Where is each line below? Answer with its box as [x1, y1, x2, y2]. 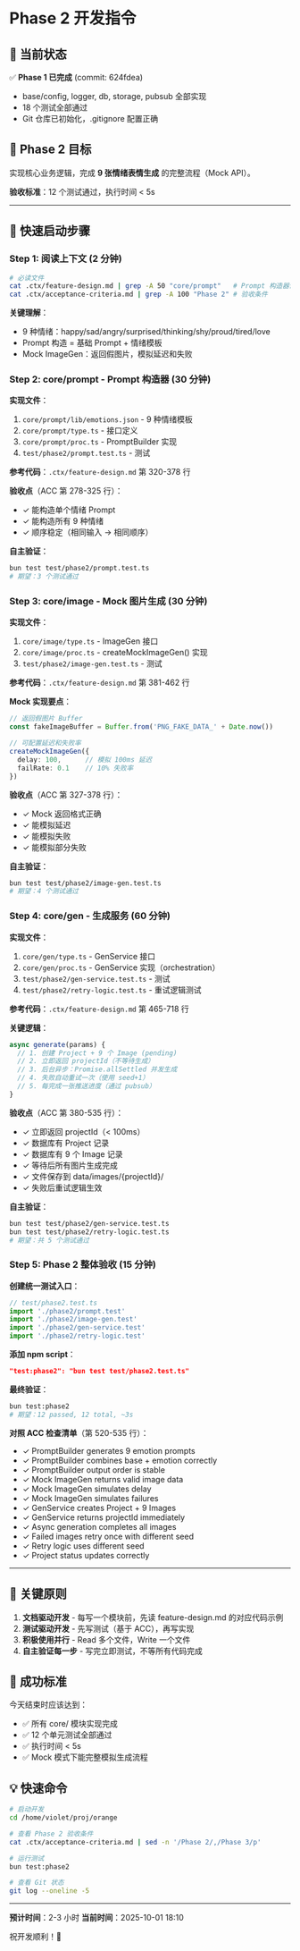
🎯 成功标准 [9, 1674, 67, 1689]
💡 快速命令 [9, 1780, 68, 1795]
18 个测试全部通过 [21, 102, 88, 113]
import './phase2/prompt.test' [9, 1306, 126, 1315]
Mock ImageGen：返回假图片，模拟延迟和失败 [21, 349, 193, 359]
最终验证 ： [9, 1383, 49, 1395]
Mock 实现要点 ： [9, 697, 72, 707]
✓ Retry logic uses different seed [21, 1540, 145, 1551]
